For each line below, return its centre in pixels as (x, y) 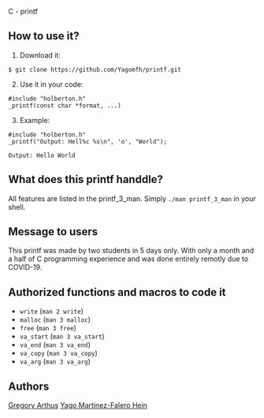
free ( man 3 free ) (48, 328)
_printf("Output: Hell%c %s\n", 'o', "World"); (88, 141)
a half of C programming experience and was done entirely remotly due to (128, 259)
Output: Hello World (42, 155)
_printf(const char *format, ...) (65, 106)
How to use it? (44, 36)
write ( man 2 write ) (52, 312)
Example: (35, 120)
